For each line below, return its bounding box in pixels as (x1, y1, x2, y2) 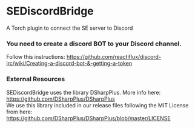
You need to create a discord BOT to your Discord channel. (6, 39, 182, 48)
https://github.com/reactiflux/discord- (66, 53, 162, 61)
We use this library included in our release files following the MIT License (6, 101, 189, 109)
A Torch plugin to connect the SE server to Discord (6, 24, 133, 32)
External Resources (6, 75, 65, 83)
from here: (6, 108, 33, 115)
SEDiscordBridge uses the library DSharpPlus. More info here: (6, 89, 161, 96)
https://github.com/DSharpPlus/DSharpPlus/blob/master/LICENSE (6, 114, 171, 122)
